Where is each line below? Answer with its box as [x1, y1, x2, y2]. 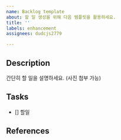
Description [6, 58, 50, 68]
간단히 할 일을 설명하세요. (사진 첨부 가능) [6, 74, 102, 81]
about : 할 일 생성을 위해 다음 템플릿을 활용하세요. [6, 14, 116, 20]
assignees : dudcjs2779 [6, 31, 62, 37]
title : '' [6, 20, 31, 26]
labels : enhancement [6, 25, 57, 31]
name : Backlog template [6, 8, 65, 15]
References [6, 126, 50, 136]
